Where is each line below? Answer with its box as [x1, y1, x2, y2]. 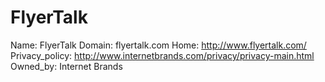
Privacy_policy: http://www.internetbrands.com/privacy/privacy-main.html [10, 49, 315, 61]
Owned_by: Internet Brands [10, 60, 123, 72]
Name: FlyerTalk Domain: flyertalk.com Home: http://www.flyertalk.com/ [10, 39, 307, 51]
